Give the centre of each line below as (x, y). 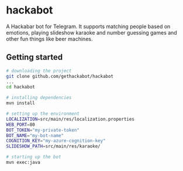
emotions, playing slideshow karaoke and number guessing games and (91, 32)
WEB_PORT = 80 (20, 124)
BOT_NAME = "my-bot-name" (35, 135)
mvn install (20, 103)
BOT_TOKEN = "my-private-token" (43, 130)
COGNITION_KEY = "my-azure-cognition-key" (56, 141)
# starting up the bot (34, 157)
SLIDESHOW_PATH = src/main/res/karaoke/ (53, 146)
